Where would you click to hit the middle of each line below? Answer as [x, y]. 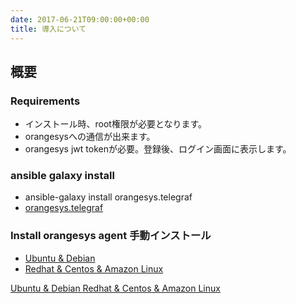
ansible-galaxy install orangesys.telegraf [108, 197]
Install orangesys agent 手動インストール [111, 236]
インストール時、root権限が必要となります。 [116, 124]
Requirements [45, 101]
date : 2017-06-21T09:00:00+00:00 [80, 19]
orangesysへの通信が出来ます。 [90, 137]
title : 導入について [48, 29]
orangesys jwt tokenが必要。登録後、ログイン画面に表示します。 [158, 149]
